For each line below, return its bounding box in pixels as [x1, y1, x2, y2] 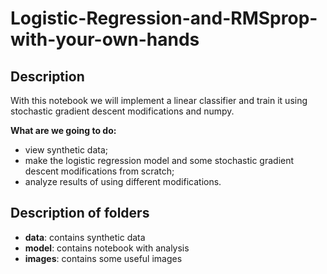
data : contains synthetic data [24, 231, 146, 243]
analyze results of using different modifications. [24, 176, 222, 187]
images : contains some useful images [24, 252, 183, 264]
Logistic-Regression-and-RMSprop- [10, 7, 318, 30]
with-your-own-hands [10, 28, 200, 51]
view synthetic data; [24, 144, 108, 156]
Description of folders [10, 205, 150, 222]
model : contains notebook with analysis [24, 242, 190, 254]
